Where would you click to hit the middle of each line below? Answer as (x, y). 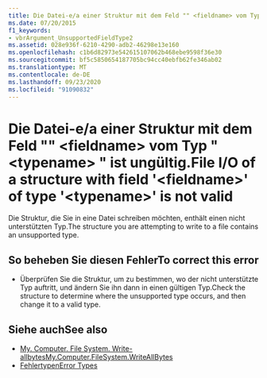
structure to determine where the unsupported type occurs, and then (133, 296)
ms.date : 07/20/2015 (43, 23)
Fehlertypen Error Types (58, 365)
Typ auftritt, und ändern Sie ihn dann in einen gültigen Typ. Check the (133, 287)
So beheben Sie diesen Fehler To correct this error (133, 260)
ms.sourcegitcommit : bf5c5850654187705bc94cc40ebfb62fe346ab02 (115, 60)
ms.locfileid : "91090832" (51, 89)
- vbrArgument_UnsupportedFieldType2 (71, 38)
